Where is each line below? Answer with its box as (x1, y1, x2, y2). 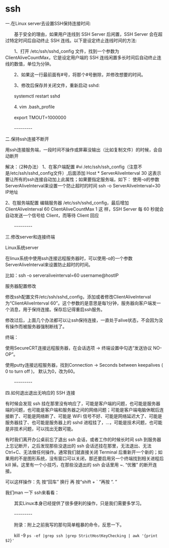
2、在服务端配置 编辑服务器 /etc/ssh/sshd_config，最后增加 (5, 200, 129, 206)
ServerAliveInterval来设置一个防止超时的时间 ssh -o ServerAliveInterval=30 (5, 182, 161, 188)
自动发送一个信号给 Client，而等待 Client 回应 (5, 212, 99, 218)
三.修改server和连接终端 (5, 233, 55, 240)
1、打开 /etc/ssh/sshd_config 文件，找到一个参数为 (14, 48, 120, 54)
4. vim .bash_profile (14, 104, 55, 110)
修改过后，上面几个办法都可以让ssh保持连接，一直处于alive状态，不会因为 (5, 317, 159, 323)
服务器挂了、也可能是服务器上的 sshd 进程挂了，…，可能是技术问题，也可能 (5, 419, 162, 425)
